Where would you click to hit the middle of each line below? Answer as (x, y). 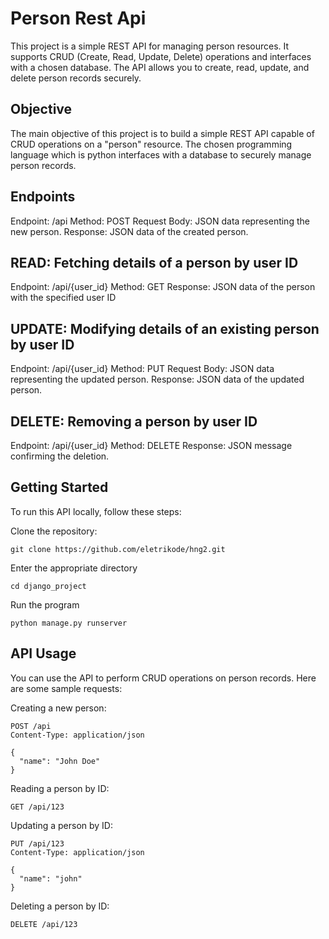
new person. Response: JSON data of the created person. (129, 231)
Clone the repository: (54, 531)
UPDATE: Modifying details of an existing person (165, 328)
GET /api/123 (37, 807)
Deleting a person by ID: (60, 906)
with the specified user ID (63, 298)
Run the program (45, 604)
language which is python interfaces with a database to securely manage (161, 154)
